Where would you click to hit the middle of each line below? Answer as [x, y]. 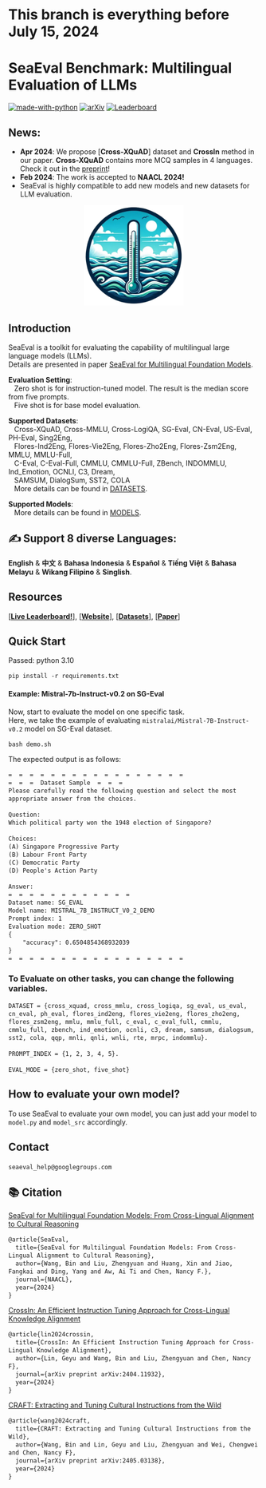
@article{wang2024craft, [49, 1421]
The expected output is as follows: [65, 759]
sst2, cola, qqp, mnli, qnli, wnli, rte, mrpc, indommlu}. [108, 1038]
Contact [29, 1147]
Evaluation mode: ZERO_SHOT [55, 927]
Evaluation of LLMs [73, 85]
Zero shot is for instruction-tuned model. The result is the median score [131, 388]
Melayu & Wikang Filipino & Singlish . [70, 572]
